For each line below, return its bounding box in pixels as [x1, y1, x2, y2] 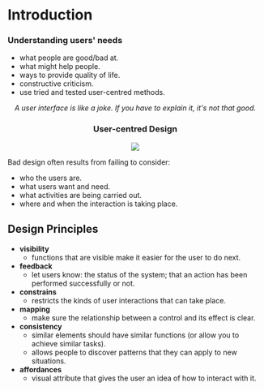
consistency [19, 321, 62, 331]
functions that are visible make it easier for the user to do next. [31, 252, 241, 262]
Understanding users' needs [7, 35, 123, 46]
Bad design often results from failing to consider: [7, 157, 171, 167]
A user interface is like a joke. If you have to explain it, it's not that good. [14, 103, 257, 113]
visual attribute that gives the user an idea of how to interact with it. [31, 373, 257, 383]
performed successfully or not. [31, 278, 135, 288]
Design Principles [7, 222, 99, 236]
